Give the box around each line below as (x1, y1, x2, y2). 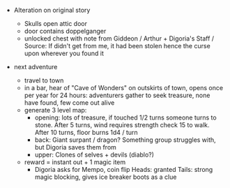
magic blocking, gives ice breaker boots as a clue (34, 173, 177, 181)
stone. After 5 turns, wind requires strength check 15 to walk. (34, 121, 210, 129)
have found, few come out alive (24, 99, 115, 107)
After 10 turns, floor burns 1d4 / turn (34, 129, 138, 136)
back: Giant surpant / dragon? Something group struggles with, (34, 136, 216, 144)
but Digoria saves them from (34, 143, 117, 151)
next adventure (13, 63, 58, 71)
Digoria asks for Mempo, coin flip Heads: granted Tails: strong (34, 166, 213, 173)
